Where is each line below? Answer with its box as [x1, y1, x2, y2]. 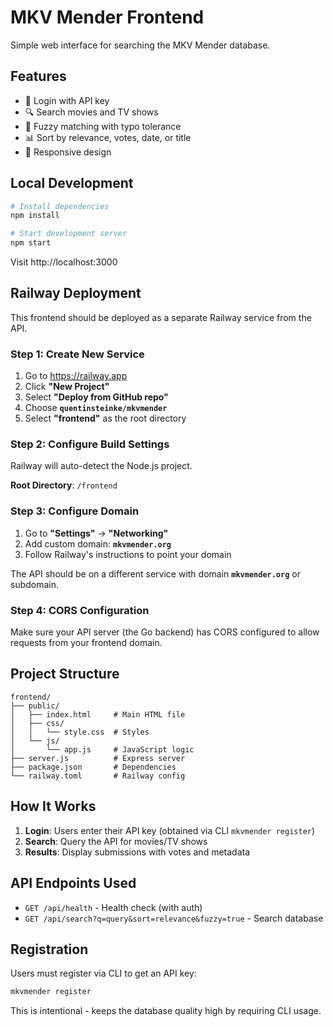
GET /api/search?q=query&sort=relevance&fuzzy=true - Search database [24, 912, 324, 924]
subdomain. [10, 578, 60, 590]
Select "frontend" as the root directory [24, 412, 187, 425]
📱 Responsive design [24, 146, 112, 158]
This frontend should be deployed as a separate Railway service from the [10, 311, 312, 323]
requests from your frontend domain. [10, 637, 163, 649]
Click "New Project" [24, 381, 110, 393]
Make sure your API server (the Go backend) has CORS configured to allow [10, 626, 320, 638]
